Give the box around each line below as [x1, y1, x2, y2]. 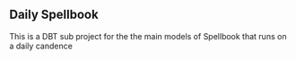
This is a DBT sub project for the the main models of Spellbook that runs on [9, 30, 287, 41]
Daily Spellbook [9, 7, 99, 22]
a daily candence [9, 40, 74, 51]
